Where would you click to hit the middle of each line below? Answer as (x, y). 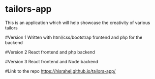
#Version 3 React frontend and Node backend (52, 61)
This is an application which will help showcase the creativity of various (78, 23)
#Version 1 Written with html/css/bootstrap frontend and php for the (74, 37)
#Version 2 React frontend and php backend (50, 52)
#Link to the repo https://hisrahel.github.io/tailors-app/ (60, 71)
